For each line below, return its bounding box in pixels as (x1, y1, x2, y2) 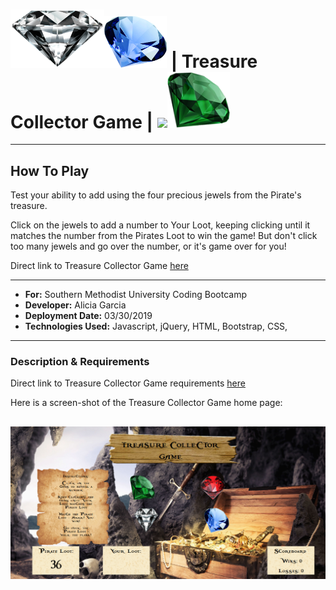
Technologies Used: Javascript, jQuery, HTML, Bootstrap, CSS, (24, 320, 288, 332)
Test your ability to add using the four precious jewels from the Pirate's (10, 189, 302, 201)
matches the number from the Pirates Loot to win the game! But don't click (10, 230, 318, 241)
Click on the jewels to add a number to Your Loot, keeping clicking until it (10, 219, 311, 231)
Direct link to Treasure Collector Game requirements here (10, 377, 246, 389)
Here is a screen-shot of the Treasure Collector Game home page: (10, 397, 283, 409)
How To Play (10, 162, 90, 179)
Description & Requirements (10, 354, 150, 368)
